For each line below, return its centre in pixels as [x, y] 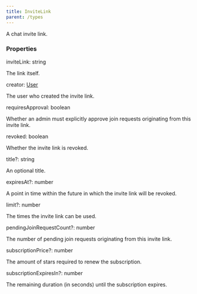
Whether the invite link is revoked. [47, 148]
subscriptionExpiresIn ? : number [45, 273]
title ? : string [20, 159]
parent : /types [25, 17]
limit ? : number [23, 205]
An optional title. [26, 171]
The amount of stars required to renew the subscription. [74, 262]
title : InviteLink [29, 11]
